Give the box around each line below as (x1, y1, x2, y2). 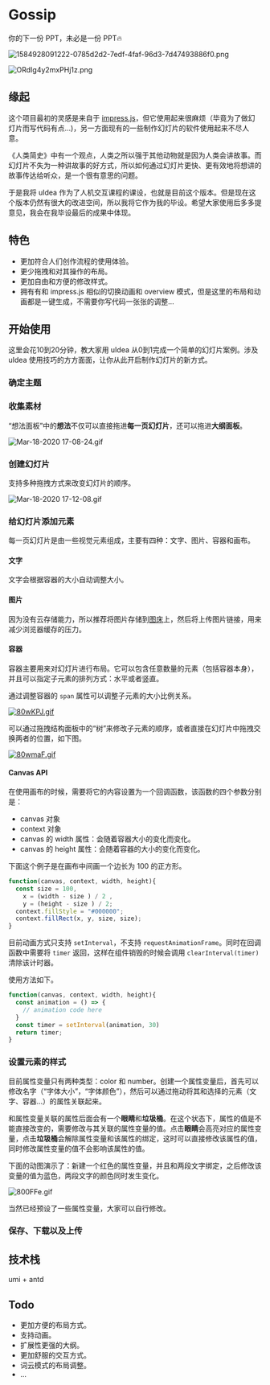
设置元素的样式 (8, 1056, 67, 1067)
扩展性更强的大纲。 (19, 1341, 84, 1350)
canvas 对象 (19, 814, 60, 824)
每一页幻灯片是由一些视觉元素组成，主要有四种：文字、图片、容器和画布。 (8, 536, 255, 545)
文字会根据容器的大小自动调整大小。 (8, 575, 129, 585)
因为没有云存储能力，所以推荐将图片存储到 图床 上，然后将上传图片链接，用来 (8, 614, 262, 624)
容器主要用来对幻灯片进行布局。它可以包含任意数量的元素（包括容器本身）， (8, 664, 259, 673)
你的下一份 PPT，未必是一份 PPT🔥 (8, 33, 122, 43)
